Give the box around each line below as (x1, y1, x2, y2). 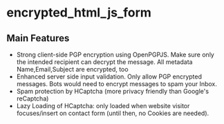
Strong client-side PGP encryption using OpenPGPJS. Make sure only (16, 50, 215, 59)
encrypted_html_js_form (6, 5, 151, 21)
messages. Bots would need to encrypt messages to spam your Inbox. (16, 80, 217, 87)
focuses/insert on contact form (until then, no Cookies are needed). (16, 109, 209, 117)
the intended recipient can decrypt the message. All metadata (16, 58, 193, 66)
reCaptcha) (16, 94, 49, 103)
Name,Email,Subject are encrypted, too (16, 65, 129, 73)
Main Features (6, 32, 70, 44)
